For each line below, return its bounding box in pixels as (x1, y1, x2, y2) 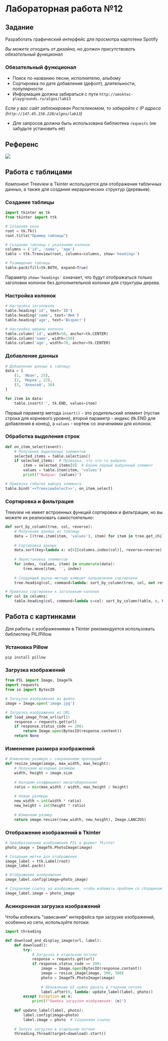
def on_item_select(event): (5, 444, 64, 449)
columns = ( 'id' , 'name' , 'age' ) (5, 247, 75, 252)
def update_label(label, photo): (14, 1008, 84, 1013)
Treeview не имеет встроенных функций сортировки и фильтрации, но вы (5, 509, 163, 515)
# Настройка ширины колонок (5, 326, 64, 331)
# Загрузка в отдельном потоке (31, 952, 97, 957)
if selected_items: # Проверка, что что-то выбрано (14, 458, 126, 464)
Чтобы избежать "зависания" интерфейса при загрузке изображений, (5, 914, 155, 920)
